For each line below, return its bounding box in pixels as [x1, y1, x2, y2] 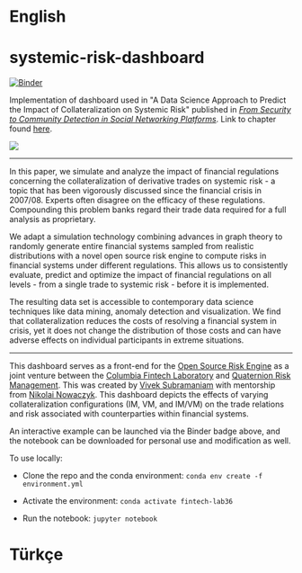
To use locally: [9, 452, 63, 464]
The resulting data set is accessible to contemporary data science [9, 297, 254, 308]
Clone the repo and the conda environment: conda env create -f [22, 470, 263, 481]
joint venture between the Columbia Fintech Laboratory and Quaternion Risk [9, 371, 291, 381]
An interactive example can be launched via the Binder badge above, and [9, 425, 280, 437]
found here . [9, 123, 52, 134]
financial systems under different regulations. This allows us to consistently [9, 260, 289, 271]
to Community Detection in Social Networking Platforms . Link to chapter [9, 114, 277, 125]
